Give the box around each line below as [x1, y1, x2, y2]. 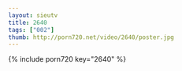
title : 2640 [8, 19, 47, 27]
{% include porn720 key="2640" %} [8, 55, 127, 64]
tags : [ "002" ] [8, 26, 55, 34]
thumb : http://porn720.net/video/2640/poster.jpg [8, 33, 175, 41]
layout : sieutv [8, 11, 58, 20]
